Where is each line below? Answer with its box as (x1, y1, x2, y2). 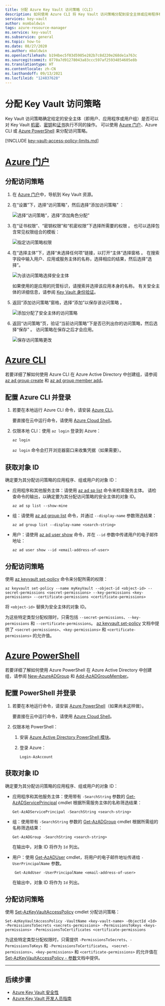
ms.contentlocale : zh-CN (5, 67, 56, 72)
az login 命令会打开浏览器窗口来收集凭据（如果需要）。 (12, 447, 124, 453)
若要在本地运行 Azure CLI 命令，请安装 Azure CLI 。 (12, 407, 116, 413)
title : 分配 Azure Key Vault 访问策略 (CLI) (5, 7, 93, 12)
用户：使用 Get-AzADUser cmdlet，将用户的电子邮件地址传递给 (12, 854, 140, 860)
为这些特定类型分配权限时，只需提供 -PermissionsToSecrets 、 (5, 937, 130, 943)
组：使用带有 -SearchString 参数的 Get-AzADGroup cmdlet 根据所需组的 (12, 818, 159, 824)
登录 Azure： (19, 745, 46, 751)
